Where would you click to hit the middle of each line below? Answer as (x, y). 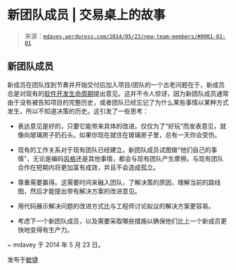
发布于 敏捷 (23, 259)
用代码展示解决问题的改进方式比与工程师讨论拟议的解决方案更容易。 (116, 206)
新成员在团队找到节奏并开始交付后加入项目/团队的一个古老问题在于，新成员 (116, 84)
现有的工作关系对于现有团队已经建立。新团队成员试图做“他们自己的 (114, 150)
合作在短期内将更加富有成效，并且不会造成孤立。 (88, 167)
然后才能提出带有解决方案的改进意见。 (85, 191)
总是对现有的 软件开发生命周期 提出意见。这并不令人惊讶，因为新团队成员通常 (118, 94)
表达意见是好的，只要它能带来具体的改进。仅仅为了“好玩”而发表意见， (119, 126)
